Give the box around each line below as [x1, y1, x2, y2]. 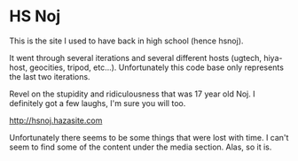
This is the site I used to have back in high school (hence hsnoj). [9, 35, 244, 46]
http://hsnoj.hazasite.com [9, 115, 103, 126]
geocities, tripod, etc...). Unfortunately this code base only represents [29, 62, 284, 73]
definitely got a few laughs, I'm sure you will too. [9, 97, 186, 108]
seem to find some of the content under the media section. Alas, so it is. [9, 142, 272, 152]
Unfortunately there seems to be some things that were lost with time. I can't [9, 132, 289, 142]
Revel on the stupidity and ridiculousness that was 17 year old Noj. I [9, 88, 255, 99]
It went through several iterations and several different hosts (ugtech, [9, 52, 262, 63]
